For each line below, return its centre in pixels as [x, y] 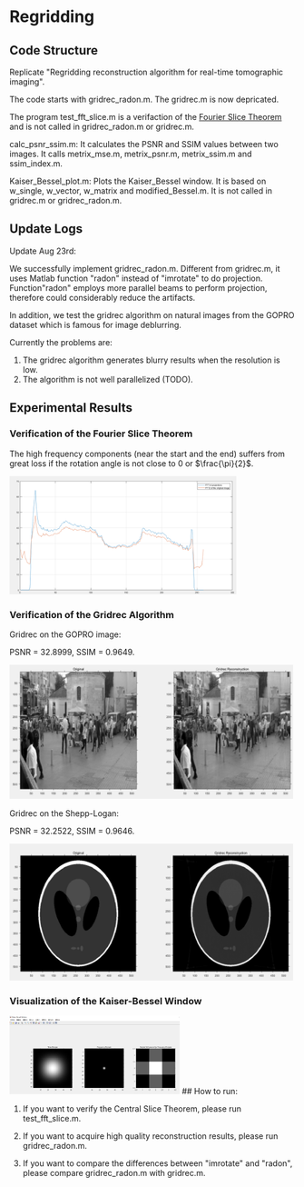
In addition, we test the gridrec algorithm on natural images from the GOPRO [152, 314]
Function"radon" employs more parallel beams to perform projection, [138, 287]
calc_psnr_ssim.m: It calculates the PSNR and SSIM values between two [144, 144]
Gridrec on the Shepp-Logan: [64, 813]
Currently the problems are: [61, 342]
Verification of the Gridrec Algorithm [92, 615]
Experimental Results [71, 408]
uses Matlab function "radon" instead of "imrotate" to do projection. [136, 278]
